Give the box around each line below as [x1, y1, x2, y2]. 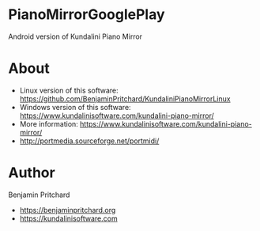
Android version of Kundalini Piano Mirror [8, 32, 143, 41]
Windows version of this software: [19, 102, 132, 112]
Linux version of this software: [19, 85, 119, 95]
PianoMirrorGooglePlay [8, 6, 165, 24]
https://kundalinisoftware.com [19, 214, 118, 223]
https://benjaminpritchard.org [19, 205, 116, 214]
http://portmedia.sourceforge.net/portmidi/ [19, 136, 160, 146]
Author [8, 164, 55, 182]
